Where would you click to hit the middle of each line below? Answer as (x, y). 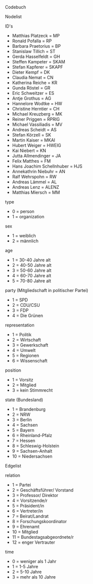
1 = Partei (21, 485)
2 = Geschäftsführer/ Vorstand (43, 490)
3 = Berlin (22, 420)
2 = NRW (21, 414)
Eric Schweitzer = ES (33, 93)
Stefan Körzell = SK (31, 135)
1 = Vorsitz (23, 380)
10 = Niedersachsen (32, 456)
